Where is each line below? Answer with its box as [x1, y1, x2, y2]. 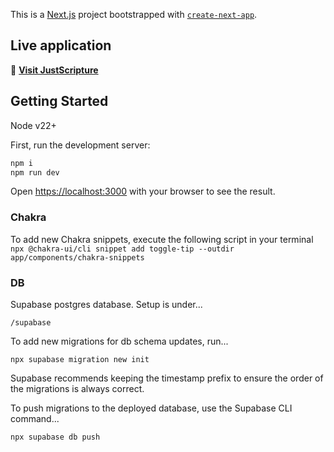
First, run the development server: [10, 139, 151, 151]
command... [10, 412, 60, 424]
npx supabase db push [10, 432, 101, 442]
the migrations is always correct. [10, 382, 145, 394]
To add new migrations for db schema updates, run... [10, 335, 229, 347]
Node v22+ [10, 119, 57, 131]
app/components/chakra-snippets [10, 252, 145, 263]
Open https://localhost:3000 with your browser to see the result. [10, 185, 276, 198]
